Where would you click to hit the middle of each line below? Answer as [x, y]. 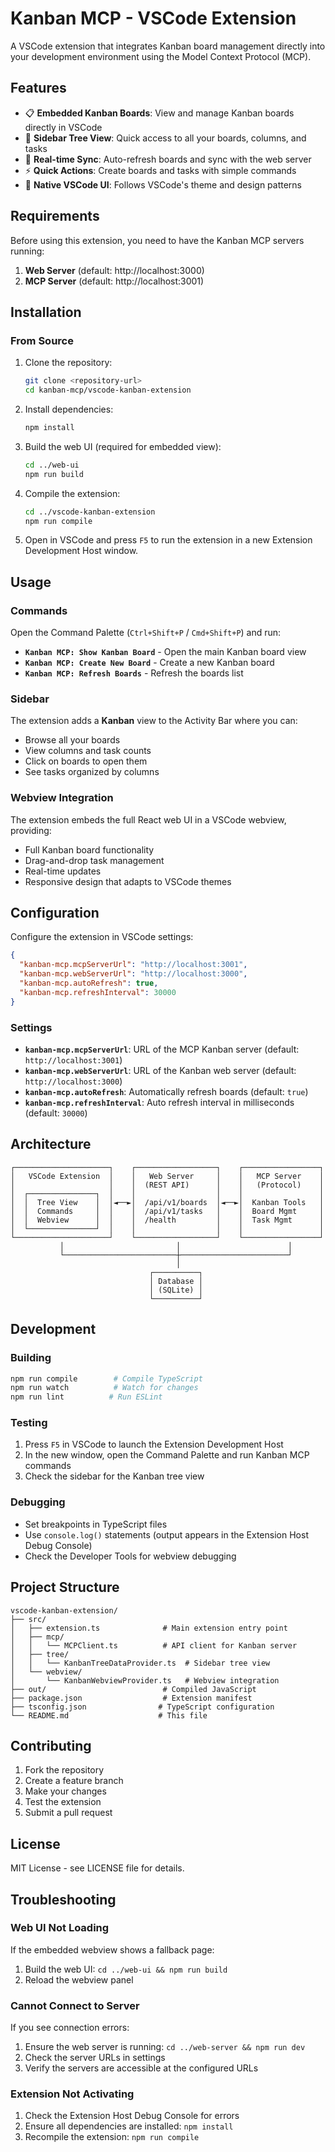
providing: [31, 830]
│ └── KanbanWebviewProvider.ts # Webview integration [145, 1680]
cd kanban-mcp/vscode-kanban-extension [108, 390]
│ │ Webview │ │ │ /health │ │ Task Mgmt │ [167, 1220]
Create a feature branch [74, 1781]
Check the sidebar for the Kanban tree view [114, 1476]
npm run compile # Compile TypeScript [106, 1378]
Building [31, 1358]
